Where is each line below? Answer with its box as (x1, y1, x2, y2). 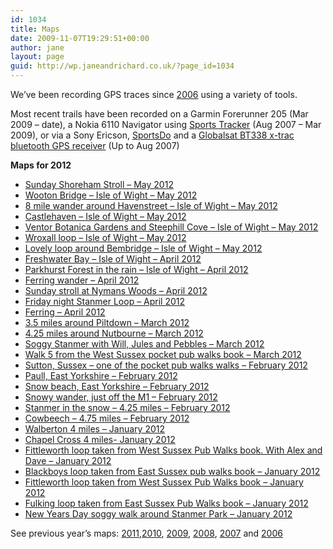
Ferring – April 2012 (24, 306, 106, 318)
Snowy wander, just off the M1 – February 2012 (24, 391, 218, 403)
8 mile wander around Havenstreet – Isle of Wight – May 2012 (24, 200, 278, 211)
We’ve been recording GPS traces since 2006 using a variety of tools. (10, 89, 298, 100)
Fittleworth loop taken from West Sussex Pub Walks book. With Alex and (24, 444, 323, 456)
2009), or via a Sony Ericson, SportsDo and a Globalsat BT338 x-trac (10, 129, 295, 141)
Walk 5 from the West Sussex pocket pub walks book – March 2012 (24, 349, 302, 360)
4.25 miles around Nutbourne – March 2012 (24, 327, 204, 339)
